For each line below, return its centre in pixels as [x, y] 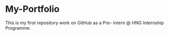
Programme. [18, 28]
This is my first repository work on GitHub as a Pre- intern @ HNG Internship [84, 23]
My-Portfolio [32, 9]
